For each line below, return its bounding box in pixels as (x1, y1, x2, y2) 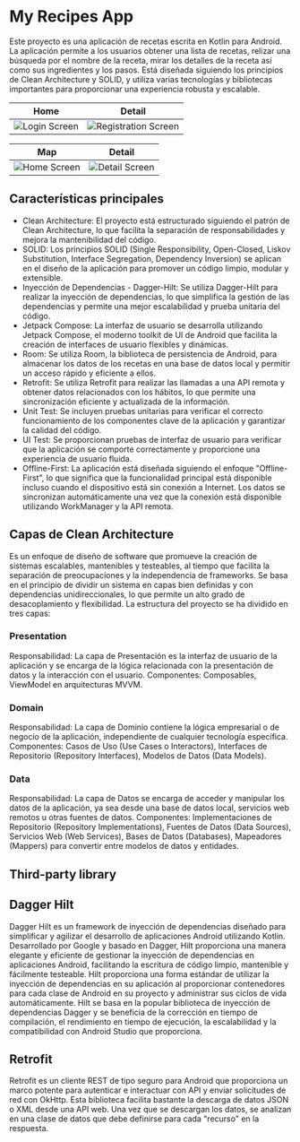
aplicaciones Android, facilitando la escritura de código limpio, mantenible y (9, 959, 289, 970)
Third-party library (9, 867, 116, 882)
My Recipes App (9, 6, 134, 27)
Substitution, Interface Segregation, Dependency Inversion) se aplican (21, 253, 282, 264)
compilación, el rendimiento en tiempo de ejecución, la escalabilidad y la (9, 1016, 277, 1027)
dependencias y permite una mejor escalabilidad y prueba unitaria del (21, 300, 280, 311)
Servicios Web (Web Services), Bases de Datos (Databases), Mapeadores (9, 831, 282, 842)
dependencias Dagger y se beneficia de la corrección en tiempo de (9, 1007, 258, 1017)
